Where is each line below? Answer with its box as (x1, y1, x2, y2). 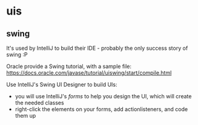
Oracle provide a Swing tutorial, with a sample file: (6, 62, 132, 70)
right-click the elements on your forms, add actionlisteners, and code (15, 106, 188, 113)
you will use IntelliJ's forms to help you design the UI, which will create (15, 93, 192, 100)
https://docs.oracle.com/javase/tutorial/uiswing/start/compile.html (6, 69, 172, 76)
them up (15, 112, 36, 119)
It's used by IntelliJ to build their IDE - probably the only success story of (6, 44, 188, 52)
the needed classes (15, 99, 65, 106)
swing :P (6, 51, 28, 58)
